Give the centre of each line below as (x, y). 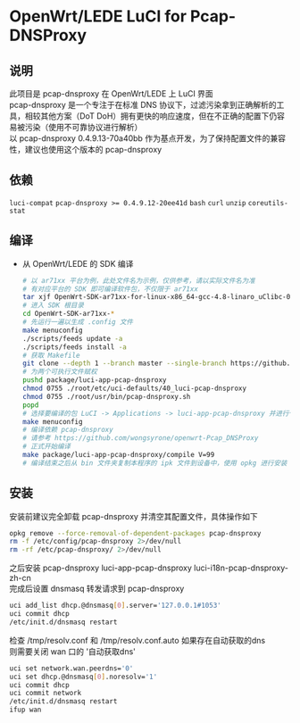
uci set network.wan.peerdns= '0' (71, 668)
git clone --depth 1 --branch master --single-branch (124, 363)
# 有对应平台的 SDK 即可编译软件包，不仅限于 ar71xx (110, 289)
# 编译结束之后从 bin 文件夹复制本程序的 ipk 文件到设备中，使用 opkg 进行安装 (154, 463)
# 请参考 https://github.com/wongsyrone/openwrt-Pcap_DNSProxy (140, 438)
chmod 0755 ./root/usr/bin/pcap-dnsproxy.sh (106, 396)
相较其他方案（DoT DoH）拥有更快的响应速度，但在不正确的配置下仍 (151, 116)
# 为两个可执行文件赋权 (60, 372)
